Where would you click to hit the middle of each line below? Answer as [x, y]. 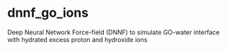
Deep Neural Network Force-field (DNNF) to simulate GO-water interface [113, 32]
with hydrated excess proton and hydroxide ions [77, 39]
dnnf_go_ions [48, 13]
